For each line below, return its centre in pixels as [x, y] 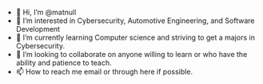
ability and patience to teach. [64, 63]
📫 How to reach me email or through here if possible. [104, 72]
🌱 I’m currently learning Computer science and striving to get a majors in [135, 37]
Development [38, 29]
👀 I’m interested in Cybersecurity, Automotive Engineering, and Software [135, 21]
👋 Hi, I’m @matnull [46, 12]
